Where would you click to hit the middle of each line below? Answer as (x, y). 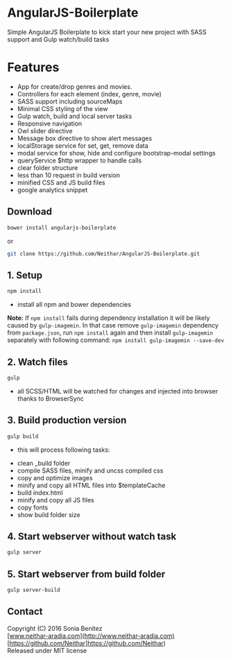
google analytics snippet (52, 189)
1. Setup (25, 275)
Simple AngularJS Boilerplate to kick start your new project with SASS (107, 32)
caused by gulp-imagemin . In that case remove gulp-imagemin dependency (113, 325)
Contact (25, 612)
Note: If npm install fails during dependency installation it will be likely (109, 318)
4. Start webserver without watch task (92, 536)
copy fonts (33, 507)
